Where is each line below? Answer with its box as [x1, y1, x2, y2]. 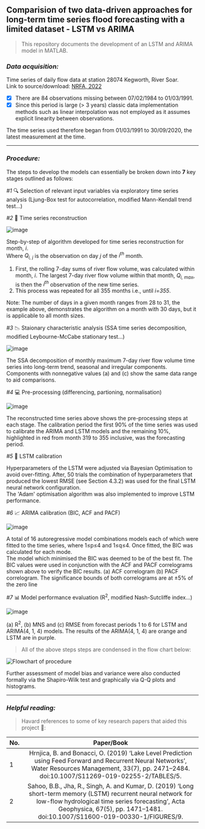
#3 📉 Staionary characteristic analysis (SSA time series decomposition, [6, 324, 187, 331]
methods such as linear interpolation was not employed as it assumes [15, 108, 190, 116]
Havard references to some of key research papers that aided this [21, 717, 187, 725]
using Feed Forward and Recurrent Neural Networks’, [34, 757, 187, 765]
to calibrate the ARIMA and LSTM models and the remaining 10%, [6, 428, 171, 435]
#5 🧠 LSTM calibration [6, 453, 62, 460]
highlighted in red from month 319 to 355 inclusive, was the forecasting [6, 434, 185, 442]
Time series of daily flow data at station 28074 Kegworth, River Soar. [6, 76, 179, 83]
